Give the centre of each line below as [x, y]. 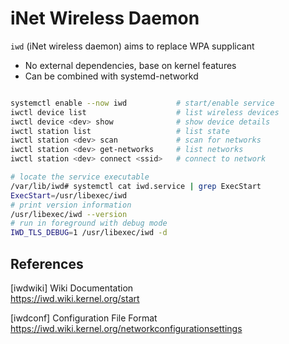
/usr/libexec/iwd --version [69, 214]
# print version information [71, 205]
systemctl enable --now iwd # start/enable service [142, 103]
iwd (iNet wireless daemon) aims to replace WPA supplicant [132, 46]
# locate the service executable [80, 177]
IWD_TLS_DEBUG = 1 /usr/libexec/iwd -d [89, 233]
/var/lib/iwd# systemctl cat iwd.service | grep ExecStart [136, 186]
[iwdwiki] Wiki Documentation [72, 288]
